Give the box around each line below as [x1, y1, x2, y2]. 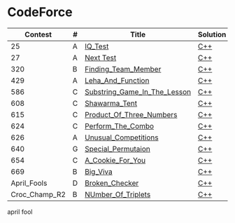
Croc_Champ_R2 [10, 189, 66, 199]
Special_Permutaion [85, 144, 150, 154]
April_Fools [10, 178, 48, 188]
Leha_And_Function [85, 75, 150, 85]
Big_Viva [85, 166, 113, 176]
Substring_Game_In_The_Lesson [85, 87, 191, 97]
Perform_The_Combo [85, 121, 155, 130]
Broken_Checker [85, 178, 139, 188]
